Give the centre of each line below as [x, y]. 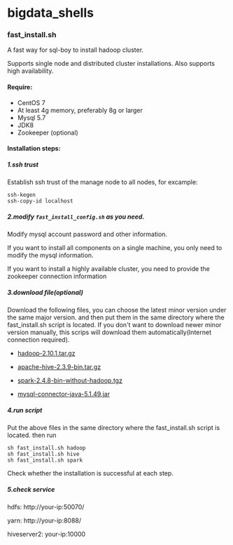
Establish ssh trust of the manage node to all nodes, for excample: [103, 182]
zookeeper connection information [57, 276]
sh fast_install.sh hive [43, 454]
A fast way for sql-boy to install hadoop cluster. [76, 50]
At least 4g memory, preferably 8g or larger [80, 110]
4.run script [25, 410]
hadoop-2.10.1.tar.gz [46, 353]
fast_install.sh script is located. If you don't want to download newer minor [114, 325]
